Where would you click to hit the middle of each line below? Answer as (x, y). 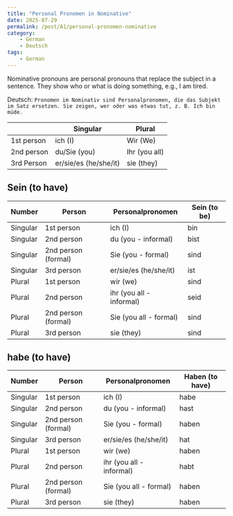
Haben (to (201, 377)
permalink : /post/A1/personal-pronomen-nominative (82, 26)
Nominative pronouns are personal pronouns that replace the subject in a (112, 78)
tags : (15, 53)
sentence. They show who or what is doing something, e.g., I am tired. (107, 86)
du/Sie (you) (75, 151)
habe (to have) (39, 357)
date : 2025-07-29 (32, 20)
